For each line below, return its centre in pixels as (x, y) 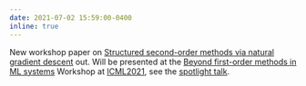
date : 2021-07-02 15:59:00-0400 (71, 18)
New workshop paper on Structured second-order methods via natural (142, 52)
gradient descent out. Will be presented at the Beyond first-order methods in (153, 62)
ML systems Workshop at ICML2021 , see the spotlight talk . (120, 71)
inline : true (34, 26)
